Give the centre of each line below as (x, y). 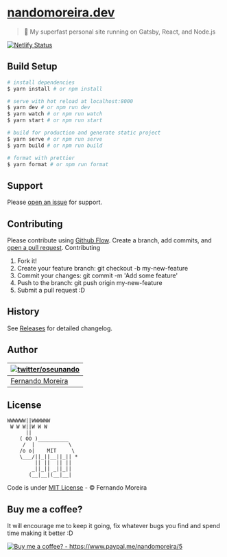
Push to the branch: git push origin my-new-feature (89, 283)
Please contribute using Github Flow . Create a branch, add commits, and (109, 240)
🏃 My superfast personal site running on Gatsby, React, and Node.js (120, 32)
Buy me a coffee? (45, 509)
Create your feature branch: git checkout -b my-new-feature (103, 268)
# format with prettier (41, 158)
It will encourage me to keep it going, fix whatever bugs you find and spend (114, 526)
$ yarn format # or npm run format (58, 164)
